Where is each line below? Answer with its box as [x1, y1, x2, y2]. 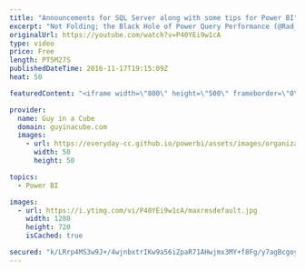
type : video [9, 38, 54, 48]
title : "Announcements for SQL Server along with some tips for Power [9, 13, 282, 23]
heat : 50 [9, 73, 43, 82]
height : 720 [25, 223, 71, 232]
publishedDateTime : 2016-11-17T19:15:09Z [9, 65, 169, 74]
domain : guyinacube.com [17, 122, 107, 132]
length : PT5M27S [9, 55, 71, 65]
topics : [9, 172, 39, 182]
